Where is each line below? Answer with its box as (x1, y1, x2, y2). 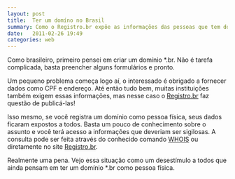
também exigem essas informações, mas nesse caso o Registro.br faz (7, 92, 210, 100)
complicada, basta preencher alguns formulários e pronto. (7, 63, 175, 72)
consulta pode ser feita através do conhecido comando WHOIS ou (7, 135, 199, 144)
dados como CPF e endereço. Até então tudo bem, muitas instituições (7, 84, 209, 93)
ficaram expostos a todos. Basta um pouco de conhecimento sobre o (7, 120, 206, 128)
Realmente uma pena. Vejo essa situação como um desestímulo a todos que (7, 156, 227, 165)
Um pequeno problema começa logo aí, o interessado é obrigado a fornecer (7, 77, 227, 85)
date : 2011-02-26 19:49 (7, 29, 83, 37)
